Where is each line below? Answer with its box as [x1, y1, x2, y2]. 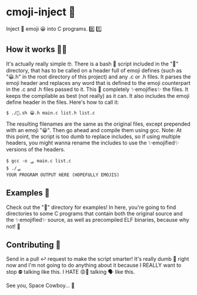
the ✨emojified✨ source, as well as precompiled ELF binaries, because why [6, 216, 189, 223]
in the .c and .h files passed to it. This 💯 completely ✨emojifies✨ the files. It [6, 86, 189, 93]
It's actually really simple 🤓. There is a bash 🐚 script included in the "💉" [6, 60, 179, 67]
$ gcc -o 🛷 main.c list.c [6, 158, 72, 164]
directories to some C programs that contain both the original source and [6, 209, 183, 217]
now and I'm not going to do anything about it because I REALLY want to [6, 262, 182, 269]
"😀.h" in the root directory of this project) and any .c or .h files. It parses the [6, 73, 191, 80]
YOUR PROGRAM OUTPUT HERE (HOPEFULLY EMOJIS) [6, 172, 119, 178]
